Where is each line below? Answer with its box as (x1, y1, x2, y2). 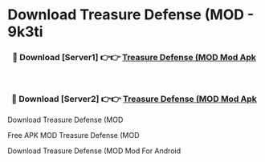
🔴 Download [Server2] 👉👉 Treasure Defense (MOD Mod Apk (10, 94, 258, 105)
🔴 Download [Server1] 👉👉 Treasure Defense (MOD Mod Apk (12, 52, 256, 63)
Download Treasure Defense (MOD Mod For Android (7, 146, 181, 156)
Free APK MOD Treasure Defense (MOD (7, 130, 140, 140)
